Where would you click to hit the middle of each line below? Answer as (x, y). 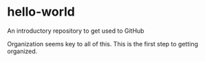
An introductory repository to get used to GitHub (76, 31)
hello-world (41, 12)
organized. (22, 51)
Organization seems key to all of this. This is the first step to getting (102, 44)
